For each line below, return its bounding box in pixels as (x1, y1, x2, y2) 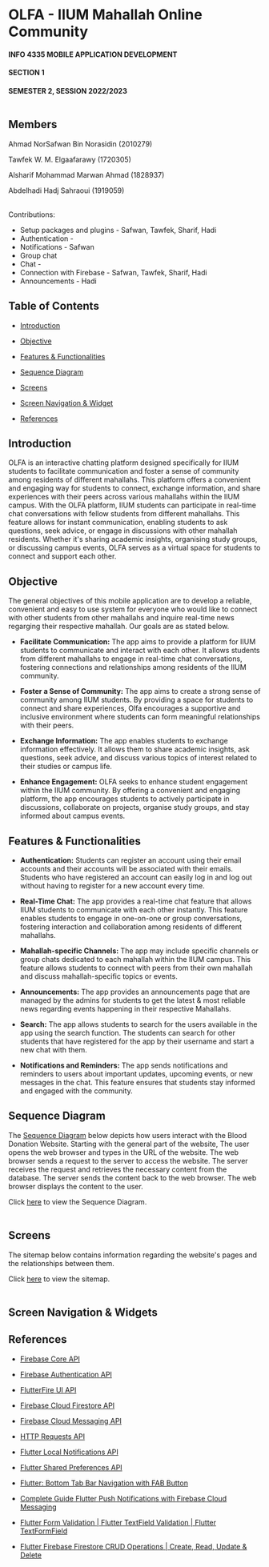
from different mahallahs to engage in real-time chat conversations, (19, 654, 243, 663)
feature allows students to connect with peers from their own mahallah (19, 963, 254, 973)
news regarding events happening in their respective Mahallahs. (19, 1004, 231, 1014)
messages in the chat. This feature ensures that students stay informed (19, 1078, 255, 1088)
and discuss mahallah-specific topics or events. (19, 972, 178, 981)
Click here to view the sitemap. (8, 1274, 110, 1284)
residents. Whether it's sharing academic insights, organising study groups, (8, 535, 258, 544)
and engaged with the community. (19, 1086, 134, 1096)
